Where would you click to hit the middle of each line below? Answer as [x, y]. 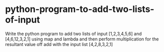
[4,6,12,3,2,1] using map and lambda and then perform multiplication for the [82, 39]
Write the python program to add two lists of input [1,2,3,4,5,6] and [74, 33]
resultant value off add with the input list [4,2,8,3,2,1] [59, 44]
